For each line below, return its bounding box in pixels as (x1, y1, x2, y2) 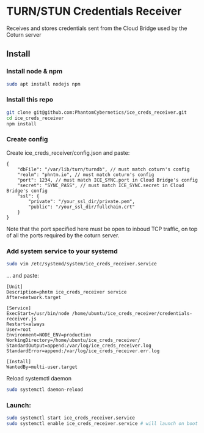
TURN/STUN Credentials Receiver (6, 4, 182, 18)
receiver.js (6, 316, 37, 322)
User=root (6, 326, 32, 333)
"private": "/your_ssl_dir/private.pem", (28, 198, 136, 204)
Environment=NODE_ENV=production (6, 331, 92, 338)
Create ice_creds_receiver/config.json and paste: (6, 149, 130, 157)
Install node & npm (6, 67, 63, 76)
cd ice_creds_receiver (6, 115, 64, 121)
